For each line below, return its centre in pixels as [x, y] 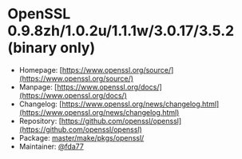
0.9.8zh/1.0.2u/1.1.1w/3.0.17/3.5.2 [121, 31]
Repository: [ [40, 121]
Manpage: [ [38, 87]
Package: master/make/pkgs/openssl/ [81, 137]
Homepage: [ [41, 70]
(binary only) [52, 48]
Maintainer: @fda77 [52, 146]
